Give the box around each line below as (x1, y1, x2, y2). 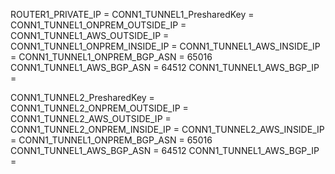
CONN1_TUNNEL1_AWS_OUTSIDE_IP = (10, 30, 170, 41)
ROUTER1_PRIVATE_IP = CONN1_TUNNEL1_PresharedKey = (10, 9, 255, 20)
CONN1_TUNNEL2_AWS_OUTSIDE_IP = (10, 113, 172, 124)
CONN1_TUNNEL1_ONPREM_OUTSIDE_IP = (10, 19, 187, 31)
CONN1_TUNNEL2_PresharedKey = (10, 92, 155, 103)
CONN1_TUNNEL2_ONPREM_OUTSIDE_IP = (10, 102, 189, 114)
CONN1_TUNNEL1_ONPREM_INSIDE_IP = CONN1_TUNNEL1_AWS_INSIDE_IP (10, 40, 321, 52)
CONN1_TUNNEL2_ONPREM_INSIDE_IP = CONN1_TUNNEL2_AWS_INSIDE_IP (10, 124, 325, 135)
